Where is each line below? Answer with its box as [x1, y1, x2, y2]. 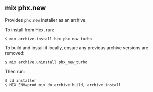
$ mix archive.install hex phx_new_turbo [5, 36, 92, 41]
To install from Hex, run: [5, 27, 55, 33]
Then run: [5, 68, 25, 74]
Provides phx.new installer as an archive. [5, 17, 87, 23]
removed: [5, 50, 25, 56]
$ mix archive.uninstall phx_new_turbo [5, 59, 88, 65]
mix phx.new [5, 4, 46, 12]
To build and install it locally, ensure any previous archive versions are [5, 45, 148, 51]
